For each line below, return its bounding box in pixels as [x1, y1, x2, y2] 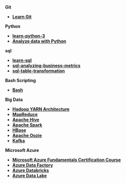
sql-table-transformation [12, 68, 65, 74]
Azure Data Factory [12, 162, 53, 168]
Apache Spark [12, 122, 43, 128]
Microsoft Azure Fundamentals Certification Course [12, 157, 121, 163]
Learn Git [12, 14, 32, 19]
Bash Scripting [5, 78, 36, 83]
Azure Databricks [12, 168, 49, 173]
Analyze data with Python [12, 38, 66, 44]
